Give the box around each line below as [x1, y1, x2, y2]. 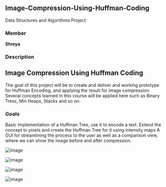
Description [5, 53, 34, 60]
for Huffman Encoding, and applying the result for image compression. [5, 87, 151, 93]
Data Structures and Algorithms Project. [5, 17, 87, 23]
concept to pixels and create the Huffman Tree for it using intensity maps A [5, 127, 160, 133]
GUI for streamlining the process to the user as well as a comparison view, [5, 132, 158, 139]
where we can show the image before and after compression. [5, 138, 132, 144]
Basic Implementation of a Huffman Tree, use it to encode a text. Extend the [5, 122, 161, 128]
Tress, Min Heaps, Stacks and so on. [5, 98, 81, 104]
